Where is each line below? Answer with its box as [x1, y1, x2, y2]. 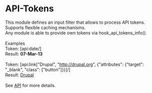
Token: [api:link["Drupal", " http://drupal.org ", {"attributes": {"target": [5, 61, 145, 67]
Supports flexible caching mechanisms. [5, 24, 86, 30]
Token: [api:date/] [5, 46, 42, 51]
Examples [5, 40, 25, 46]
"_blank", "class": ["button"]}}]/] [5, 66, 71, 72]
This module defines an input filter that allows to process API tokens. [5, 19, 146, 25]
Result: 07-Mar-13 [5, 50, 43, 57]
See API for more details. [5, 82, 56, 88]
